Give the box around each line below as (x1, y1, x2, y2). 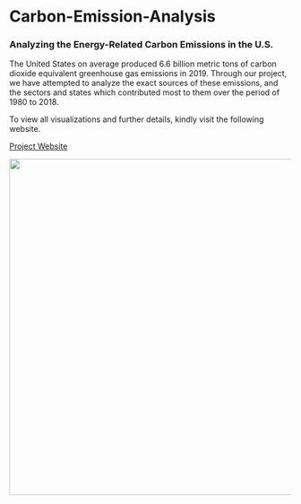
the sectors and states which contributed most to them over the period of (9, 87, 280, 98)
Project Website (9, 141, 68, 152)
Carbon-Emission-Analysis (9, 6, 217, 27)
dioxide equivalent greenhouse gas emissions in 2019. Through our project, (9, 68, 288, 79)
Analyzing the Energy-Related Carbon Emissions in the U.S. (9, 39, 274, 51)
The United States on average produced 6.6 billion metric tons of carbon (9, 58, 278, 69)
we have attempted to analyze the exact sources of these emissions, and (9, 78, 279, 89)
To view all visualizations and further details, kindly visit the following (9, 114, 264, 125)
